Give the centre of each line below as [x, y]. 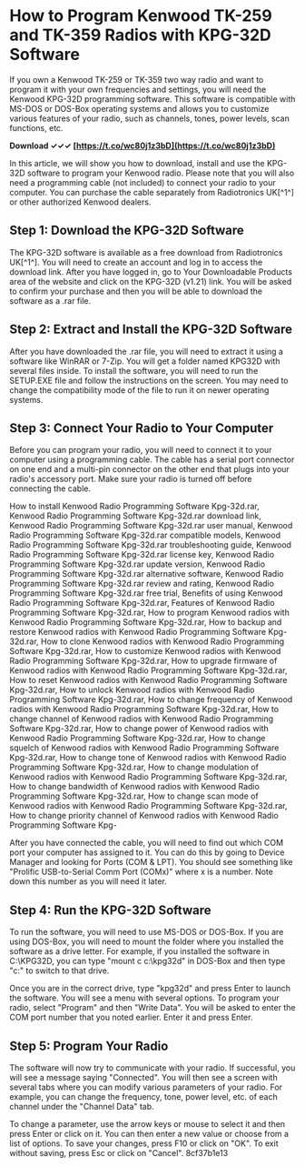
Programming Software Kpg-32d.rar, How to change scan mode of [134, 796]
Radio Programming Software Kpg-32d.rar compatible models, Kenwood [145, 535]
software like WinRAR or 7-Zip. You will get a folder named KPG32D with [145, 361]
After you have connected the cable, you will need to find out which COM [147, 843]
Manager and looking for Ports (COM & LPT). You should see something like [151, 862]
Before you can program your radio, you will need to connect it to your [141, 450]
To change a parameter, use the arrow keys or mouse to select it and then [148, 1124]
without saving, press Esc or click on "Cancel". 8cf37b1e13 [119, 1153]
